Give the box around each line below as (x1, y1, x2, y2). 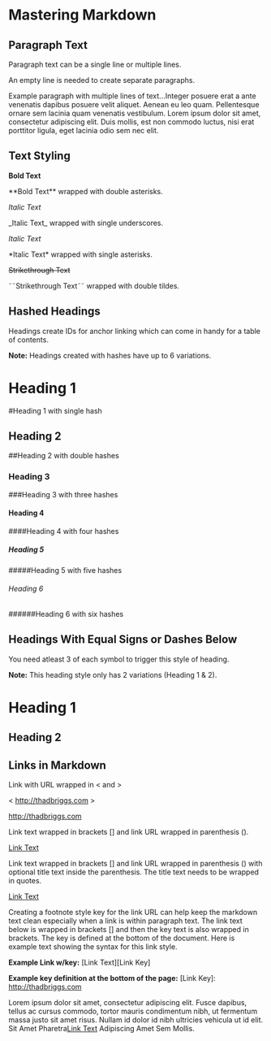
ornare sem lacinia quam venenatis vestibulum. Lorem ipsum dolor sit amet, (8, 108, 261, 118)
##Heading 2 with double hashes (8, 451, 119, 461)
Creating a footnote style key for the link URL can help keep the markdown (8, 908, 258, 917)
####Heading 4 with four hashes (8, 526, 119, 536)
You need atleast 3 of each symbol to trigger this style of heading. (8, 654, 230, 664)
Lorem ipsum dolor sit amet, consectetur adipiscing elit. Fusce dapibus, (8, 998, 247, 1008)
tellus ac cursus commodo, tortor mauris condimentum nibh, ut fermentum (8, 1006, 258, 1017)
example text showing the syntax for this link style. (8, 942, 178, 952)
